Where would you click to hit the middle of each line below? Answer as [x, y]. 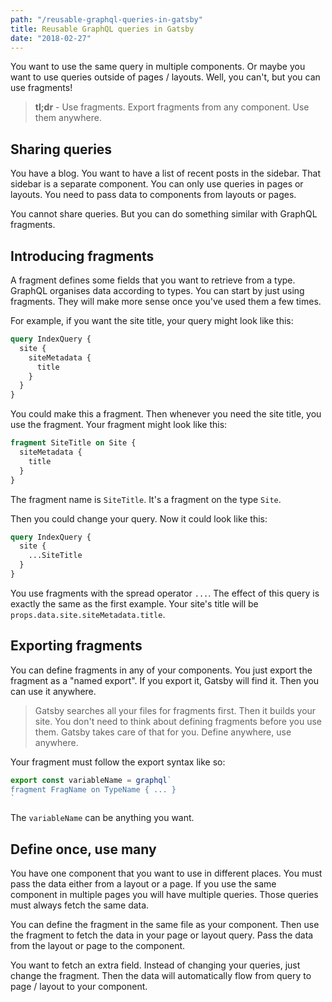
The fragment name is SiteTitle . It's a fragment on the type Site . [146, 499]
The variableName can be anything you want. [102, 818]
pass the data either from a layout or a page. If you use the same [143, 884]
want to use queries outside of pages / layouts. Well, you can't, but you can [165, 77]
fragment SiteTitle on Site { [73, 443]
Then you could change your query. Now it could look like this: [139, 518]
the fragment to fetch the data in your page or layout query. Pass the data [162, 935]
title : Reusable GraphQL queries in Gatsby [102, 29]
